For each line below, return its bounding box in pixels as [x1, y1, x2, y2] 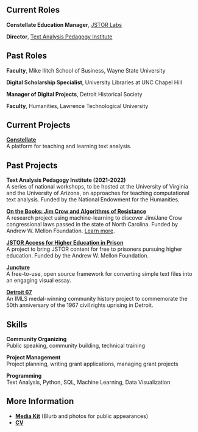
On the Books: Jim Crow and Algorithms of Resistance [6, 207, 147, 215]
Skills [6, 319, 27, 329]
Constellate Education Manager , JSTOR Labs [6, 21, 122, 28]
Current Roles [6, 5, 60, 15]
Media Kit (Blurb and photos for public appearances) [15, 412, 149, 420]
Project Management [6, 354, 61, 361]
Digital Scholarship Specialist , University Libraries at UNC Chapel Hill [6, 79, 183, 86]
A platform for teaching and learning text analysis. [6, 143, 132, 150]
